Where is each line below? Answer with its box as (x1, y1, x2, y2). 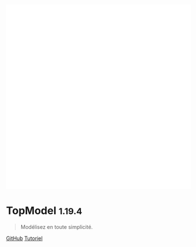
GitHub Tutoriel (6, 235, 43, 242)
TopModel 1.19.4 (6, 204, 82, 218)
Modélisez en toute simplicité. (20, 223, 93, 230)
